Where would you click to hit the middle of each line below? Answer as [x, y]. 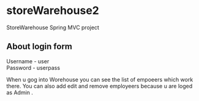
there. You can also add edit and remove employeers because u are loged [99, 86]
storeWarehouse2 [53, 11]
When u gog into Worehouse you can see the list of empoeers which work [100, 79]
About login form [39, 47]
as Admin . [20, 92]
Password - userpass [33, 68]
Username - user [28, 61]
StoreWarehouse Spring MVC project [53, 27]
